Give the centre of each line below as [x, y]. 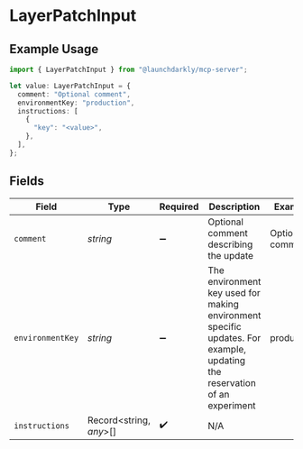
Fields [27, 181]
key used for [234, 292]
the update [230, 255]
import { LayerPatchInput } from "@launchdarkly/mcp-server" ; [129, 69]
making [223, 304]
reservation [232, 382]
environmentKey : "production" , [76, 103]
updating [226, 360]
